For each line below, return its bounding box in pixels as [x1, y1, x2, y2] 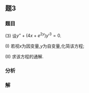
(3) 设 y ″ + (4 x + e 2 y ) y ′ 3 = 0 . [5, 32, 62, 39]
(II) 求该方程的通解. [5, 53, 44, 60]
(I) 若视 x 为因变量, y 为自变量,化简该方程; [5, 43, 85, 49]
